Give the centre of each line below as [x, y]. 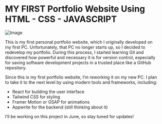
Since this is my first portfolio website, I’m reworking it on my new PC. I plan [81, 77]
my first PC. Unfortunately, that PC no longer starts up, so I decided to [75, 47]
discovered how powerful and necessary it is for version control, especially [80, 57]
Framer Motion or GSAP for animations [51, 102]
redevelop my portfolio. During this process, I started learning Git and [74, 52]
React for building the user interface [48, 92]
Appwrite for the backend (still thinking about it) [60, 107]
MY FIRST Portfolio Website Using [75, 9]
